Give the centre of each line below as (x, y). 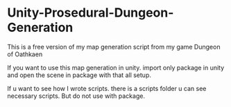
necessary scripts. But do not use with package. (76, 96)
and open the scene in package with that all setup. (79, 75)
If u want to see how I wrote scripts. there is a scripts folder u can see (107, 88)
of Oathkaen (25, 54)
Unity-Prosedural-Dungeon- (91, 13)
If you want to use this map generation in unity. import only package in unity (116, 67)
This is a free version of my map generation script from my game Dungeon (114, 47)
